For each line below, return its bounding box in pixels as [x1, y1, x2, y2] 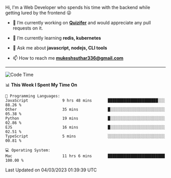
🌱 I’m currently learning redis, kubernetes [12, 35, 101, 41]
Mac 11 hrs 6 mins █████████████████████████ [5, 154, 165, 159]
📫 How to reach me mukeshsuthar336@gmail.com [12, 55, 124, 61]
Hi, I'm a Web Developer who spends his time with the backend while [5, 5, 150, 10]
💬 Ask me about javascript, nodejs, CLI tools [12, 45, 107, 50]
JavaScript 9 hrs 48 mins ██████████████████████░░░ [5, 98, 165, 103]
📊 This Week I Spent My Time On [5, 82, 77, 88]
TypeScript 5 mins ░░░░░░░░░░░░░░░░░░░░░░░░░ [5, 134, 165, 139]
